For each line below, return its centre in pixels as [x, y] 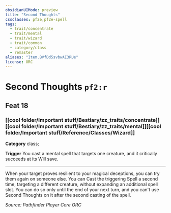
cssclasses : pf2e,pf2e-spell [36, 19]
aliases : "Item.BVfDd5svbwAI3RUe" [42, 57]
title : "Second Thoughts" [33, 15]
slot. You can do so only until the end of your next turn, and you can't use [82, 190]
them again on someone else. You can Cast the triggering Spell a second [82, 179]
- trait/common [26, 43]
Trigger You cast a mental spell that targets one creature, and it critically [81, 154]
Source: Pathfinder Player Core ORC [44, 205]
